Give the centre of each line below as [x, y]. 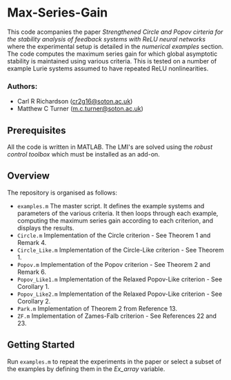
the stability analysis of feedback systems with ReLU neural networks [106, 39]
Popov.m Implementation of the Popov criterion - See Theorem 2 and [113, 264]
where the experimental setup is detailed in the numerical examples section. [115, 46]
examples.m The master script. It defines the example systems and [111, 206]
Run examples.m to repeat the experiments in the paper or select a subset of [114, 361]
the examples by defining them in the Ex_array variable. [86, 369]
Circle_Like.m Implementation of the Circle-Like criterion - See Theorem [120, 250]
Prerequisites [37, 130]
